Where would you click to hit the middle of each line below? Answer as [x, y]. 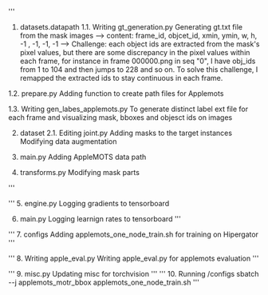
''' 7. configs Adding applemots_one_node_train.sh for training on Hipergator [134, 234]
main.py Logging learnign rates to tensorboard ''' [100, 219]
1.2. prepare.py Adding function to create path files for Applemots [116, 94]
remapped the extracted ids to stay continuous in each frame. [121, 78]
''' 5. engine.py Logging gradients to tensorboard [89, 203]
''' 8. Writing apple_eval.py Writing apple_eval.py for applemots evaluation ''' [134, 258]
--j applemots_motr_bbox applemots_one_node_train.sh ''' [104, 282]
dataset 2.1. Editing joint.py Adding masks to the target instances [126, 133]
